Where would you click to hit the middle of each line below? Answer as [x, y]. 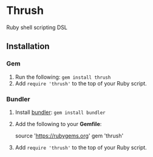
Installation [28, 46]
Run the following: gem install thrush [63, 77]
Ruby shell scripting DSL [37, 27]
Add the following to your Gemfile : [58, 124]
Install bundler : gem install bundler [60, 112]
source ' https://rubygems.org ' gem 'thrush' [69, 135]
